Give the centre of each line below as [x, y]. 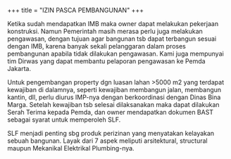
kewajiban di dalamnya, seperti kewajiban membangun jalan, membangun [114, 90]
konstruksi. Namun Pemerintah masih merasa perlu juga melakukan [105, 31]
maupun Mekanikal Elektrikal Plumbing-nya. [71, 148]
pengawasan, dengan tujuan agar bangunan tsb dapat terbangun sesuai [112, 39]
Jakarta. [19, 69]
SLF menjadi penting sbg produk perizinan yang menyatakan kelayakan [111, 133]
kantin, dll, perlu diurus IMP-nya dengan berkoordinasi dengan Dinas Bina [114, 97]
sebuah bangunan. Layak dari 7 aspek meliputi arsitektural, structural [107, 141]
